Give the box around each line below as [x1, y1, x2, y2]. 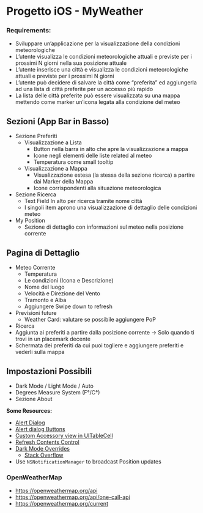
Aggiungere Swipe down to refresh [24, 303, 113, 310]
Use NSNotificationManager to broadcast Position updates [15, 457, 162, 465]
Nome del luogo [24, 283, 65, 291]
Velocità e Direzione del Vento [24, 290, 101, 297]
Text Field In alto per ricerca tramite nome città [24, 197, 142, 205]
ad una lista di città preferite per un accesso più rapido [15, 86, 153, 93]
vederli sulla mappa [15, 349, 65, 356]
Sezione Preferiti [15, 133, 57, 140]
